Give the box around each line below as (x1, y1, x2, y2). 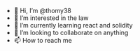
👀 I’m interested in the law (13, 14, 89, 22)
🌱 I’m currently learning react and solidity (13, 21, 133, 29)
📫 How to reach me (13, 37, 72, 44)
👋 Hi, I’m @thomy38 (13, 7, 72, 14)
